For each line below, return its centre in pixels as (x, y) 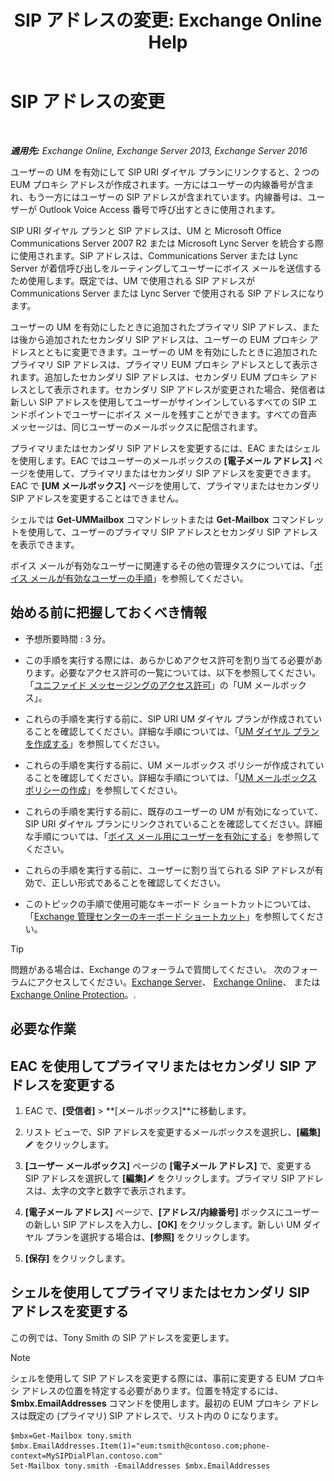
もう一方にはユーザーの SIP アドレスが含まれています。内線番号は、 (168, 197)
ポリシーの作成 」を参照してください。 (103, 790)
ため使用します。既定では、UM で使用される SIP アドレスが (133, 280)
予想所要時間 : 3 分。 (68, 638)
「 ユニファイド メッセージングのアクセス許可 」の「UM (138, 685)
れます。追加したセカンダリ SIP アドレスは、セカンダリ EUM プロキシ (154, 377)
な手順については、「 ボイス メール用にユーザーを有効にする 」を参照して (172, 836)
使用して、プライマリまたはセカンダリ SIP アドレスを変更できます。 (176, 473)
